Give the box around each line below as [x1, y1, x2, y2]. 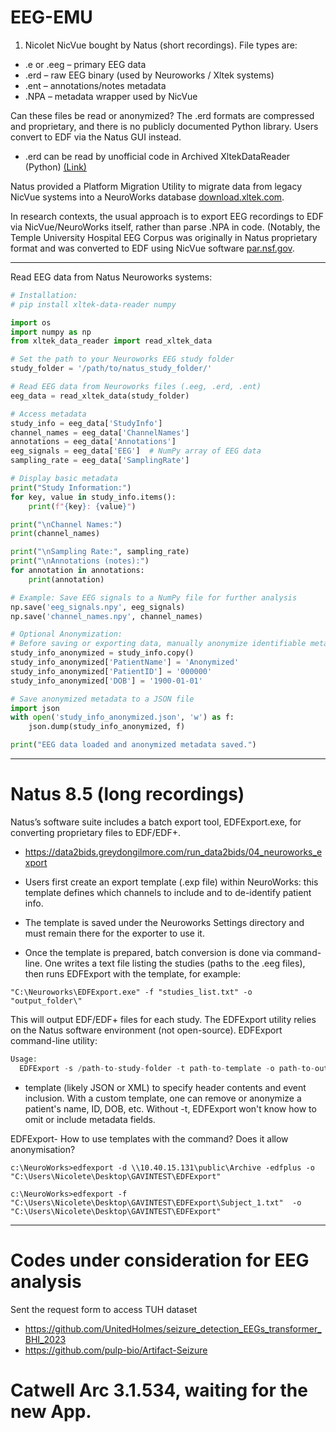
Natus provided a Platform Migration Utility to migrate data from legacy [10, 180, 303, 192]
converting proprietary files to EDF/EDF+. [10, 827, 181, 838]
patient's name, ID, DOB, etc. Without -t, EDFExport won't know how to [24, 1102, 317, 1115]
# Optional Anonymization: [10, 629, 123, 640]
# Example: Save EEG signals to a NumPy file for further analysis [10, 592, 298, 603]
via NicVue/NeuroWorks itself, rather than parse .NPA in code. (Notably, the [10, 221, 321, 233]
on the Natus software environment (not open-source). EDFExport [10, 1024, 283, 1036]
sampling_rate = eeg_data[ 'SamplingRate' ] [10, 456, 190, 466]
